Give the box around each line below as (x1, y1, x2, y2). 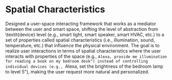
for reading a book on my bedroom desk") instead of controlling (5, 58, 148, 64)
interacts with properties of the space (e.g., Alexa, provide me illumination (5, 53, 167, 59)
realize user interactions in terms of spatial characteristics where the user (5, 48, 161, 54)
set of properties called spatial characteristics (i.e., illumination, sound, (5, 37, 155, 43)
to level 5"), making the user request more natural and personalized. (5, 68, 150, 75)
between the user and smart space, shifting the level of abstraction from (5, 26, 158, 32)
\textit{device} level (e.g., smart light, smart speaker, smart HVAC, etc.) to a (5, 31, 164, 37)
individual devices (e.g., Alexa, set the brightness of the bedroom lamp (5, 63, 163, 69)
